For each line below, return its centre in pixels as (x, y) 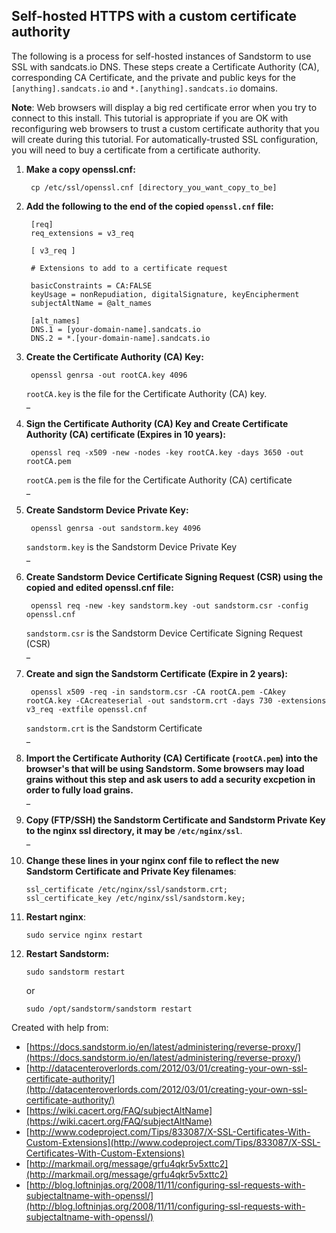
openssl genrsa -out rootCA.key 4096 (109, 375)
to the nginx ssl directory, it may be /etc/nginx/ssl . (134, 830)
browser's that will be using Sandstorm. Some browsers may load (165, 768)
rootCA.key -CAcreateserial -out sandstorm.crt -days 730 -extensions (176, 700)
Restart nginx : (55, 916)
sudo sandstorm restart (75, 972)
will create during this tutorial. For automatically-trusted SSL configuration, (165, 139)
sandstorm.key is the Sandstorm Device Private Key (131, 546)
